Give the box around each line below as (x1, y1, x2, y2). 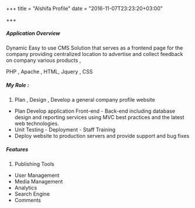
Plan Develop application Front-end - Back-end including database (14, 108, 175, 115)
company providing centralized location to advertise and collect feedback (6, 50, 183, 57)
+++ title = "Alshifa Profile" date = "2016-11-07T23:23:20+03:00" (6, 5, 163, 12)
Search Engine (14, 190, 50, 197)
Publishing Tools (14, 160, 54, 167)
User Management (14, 172, 60, 179)
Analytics (14, 184, 37, 191)
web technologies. (14, 120, 60, 127)
